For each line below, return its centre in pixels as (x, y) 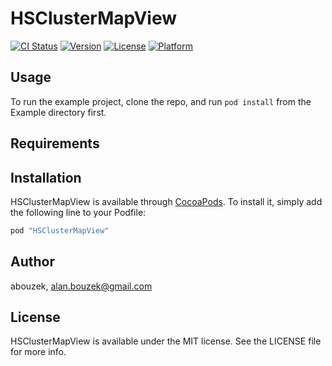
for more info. (38, 352)
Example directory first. (58, 112)
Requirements (55, 143)
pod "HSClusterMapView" (60, 230)
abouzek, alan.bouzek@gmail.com (81, 286)
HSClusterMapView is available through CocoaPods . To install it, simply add (166, 201)
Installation (46, 177)
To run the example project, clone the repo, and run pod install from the (161, 101)
